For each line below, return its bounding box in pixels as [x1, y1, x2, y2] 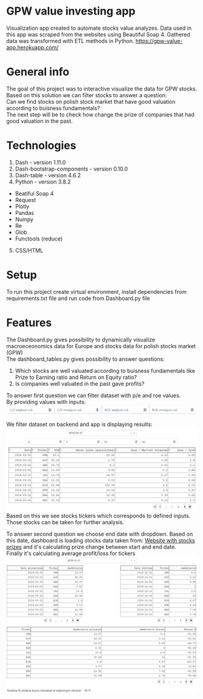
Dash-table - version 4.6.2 [15, 171, 81, 179]
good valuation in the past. [6, 117, 73, 124]
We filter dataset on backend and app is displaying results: [6, 420, 153, 428]
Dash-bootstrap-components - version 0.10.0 [15, 165, 128, 172]
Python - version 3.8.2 [15, 178, 72, 185]
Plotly [15, 202, 30, 210]
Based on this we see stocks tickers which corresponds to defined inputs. [6, 512, 191, 520]
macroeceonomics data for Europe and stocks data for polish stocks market [6, 342, 196, 350]
